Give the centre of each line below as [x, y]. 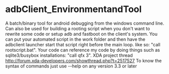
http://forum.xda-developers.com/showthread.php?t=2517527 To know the [83, 60]
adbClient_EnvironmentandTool [74, 9]
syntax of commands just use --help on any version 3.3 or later [71, 66]
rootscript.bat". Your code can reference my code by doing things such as [83, 50]
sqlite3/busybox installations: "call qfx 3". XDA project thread [69, 55]
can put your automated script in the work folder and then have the [75, 39]
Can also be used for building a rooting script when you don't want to [78, 28]
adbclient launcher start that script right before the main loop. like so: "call [83, 44]
